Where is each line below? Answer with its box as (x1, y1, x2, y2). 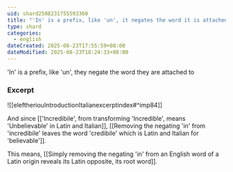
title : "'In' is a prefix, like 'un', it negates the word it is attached (7, 17, 228, 24)
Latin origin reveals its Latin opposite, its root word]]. (7, 157, 158, 166)
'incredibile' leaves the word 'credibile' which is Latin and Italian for (7, 129, 200, 137)
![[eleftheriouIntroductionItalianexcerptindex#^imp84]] (7, 101, 163, 110)
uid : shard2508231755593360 (7, 10, 89, 17)
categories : (7, 29, 42, 37)
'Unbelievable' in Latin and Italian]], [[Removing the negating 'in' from (7, 122, 206, 130)
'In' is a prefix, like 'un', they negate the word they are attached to (7, 67, 195, 76)
